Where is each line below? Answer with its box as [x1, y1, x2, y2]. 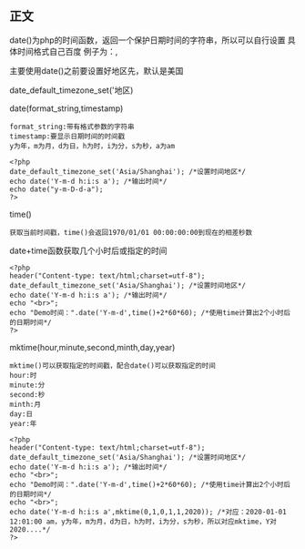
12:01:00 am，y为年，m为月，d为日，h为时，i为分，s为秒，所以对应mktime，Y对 [9, 517, 278, 526]
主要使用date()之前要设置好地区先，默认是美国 [9, 65, 184, 76]
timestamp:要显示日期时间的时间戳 [9, 131, 126, 141]
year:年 [9, 419, 37, 428]
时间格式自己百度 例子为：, [16, 46, 118, 56]
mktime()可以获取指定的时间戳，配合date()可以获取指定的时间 [9, 361, 216, 371]
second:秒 [9, 390, 46, 399]
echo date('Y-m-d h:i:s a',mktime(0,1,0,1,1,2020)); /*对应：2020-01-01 [9, 507, 287, 516]
